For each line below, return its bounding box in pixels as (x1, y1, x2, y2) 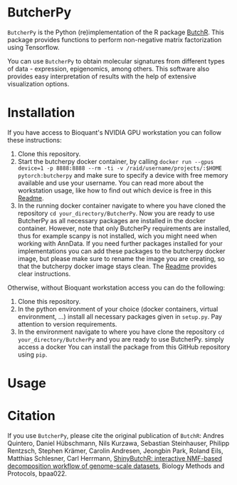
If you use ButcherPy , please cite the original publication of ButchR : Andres (7, 432, 224, 439)
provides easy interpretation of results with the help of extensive (7, 72, 197, 81)
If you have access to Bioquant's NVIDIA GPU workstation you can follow (7, 128, 222, 136)
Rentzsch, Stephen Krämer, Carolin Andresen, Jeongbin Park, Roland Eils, (7, 446, 223, 455)
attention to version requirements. (17, 320, 117, 328)
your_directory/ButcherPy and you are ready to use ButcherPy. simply (17, 335, 224, 343)
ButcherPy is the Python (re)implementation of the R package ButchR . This (7, 28, 224, 36)
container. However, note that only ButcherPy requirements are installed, (17, 224, 231, 233)
